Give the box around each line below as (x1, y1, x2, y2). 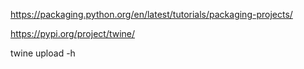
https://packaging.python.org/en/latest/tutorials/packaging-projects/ (10, 9, 293, 20)
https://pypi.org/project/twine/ (10, 28, 136, 39)
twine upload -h (10, 47, 76, 59)
